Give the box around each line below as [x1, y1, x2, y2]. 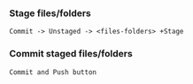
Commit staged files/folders [9, 48, 133, 60]
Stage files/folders [9, 7, 91, 19]
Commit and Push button [9, 67, 97, 77]
